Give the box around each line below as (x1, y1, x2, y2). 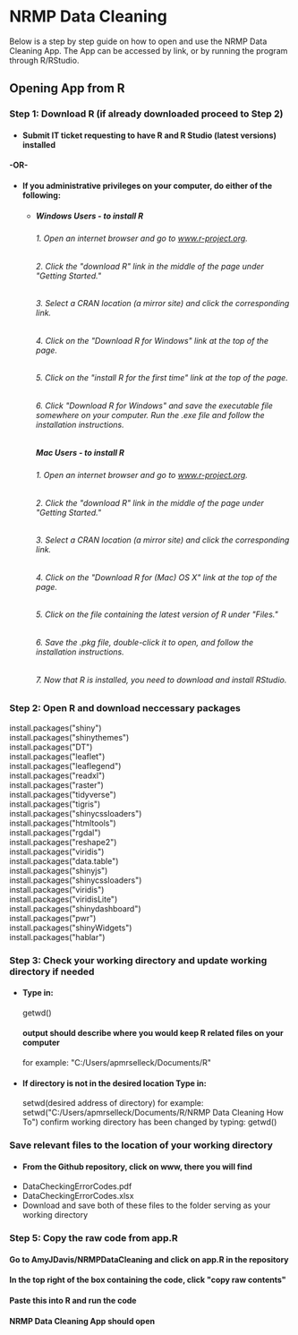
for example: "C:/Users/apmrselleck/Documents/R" (21, 1057, 212, 1067)
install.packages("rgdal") (9, 826, 101, 838)
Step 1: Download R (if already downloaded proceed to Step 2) (9, 107, 284, 120)
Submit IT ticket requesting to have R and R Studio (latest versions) (21, 130, 277, 141)
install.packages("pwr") (9, 912, 97, 923)
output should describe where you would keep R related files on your (21, 1028, 284, 1039)
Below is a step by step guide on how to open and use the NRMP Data (9, 36, 268, 47)
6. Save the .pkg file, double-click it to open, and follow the (35, 638, 254, 648)
